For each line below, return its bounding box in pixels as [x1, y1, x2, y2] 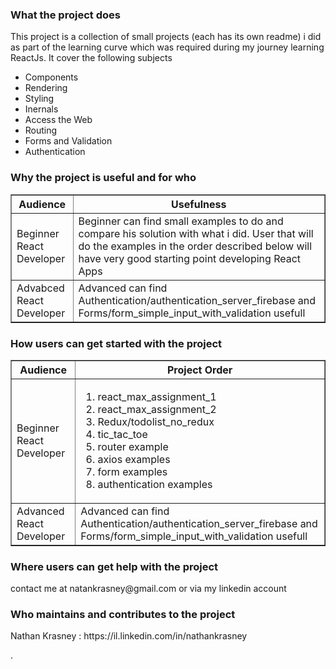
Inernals [24, 103, 59, 115]
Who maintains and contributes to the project [10, 608, 236, 622]
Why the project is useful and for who [10, 171, 197, 185]
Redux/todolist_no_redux [97, 414, 215, 428]
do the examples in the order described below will [78, 239, 313, 253]
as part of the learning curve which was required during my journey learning [10, 41, 325, 53]
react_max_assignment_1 [97, 389, 217, 403]
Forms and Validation [24, 135, 113, 147]
